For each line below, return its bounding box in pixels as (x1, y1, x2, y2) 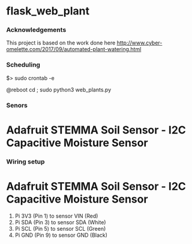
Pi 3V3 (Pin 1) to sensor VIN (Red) (14, 212, 98, 219)
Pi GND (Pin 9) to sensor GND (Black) (14, 231, 108, 239)
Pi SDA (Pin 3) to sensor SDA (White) (14, 218, 106, 226)
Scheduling (6, 61, 41, 69)
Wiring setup (6, 157, 45, 166)
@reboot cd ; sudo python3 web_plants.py (6, 86, 112, 93)
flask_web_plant (6, 4, 90, 18)
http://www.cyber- (116, 39, 163, 46)
